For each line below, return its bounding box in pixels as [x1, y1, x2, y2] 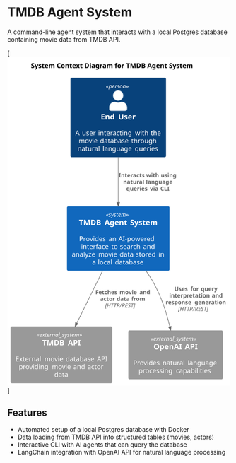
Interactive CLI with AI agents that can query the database [17, 440, 187, 449]
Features [7, 406, 47, 418]
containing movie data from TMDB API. [7, 35, 121, 43]
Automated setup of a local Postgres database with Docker [17, 426, 189, 434]
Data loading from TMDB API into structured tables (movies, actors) [17, 433, 214, 442]
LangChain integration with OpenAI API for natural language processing [17, 448, 226, 457]
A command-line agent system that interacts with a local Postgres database [7, 28, 228, 36]
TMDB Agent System [7, 4, 133, 20]
